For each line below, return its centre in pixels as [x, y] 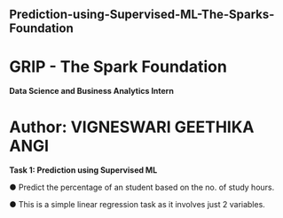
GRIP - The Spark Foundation [118, 66]
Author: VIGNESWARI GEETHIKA [132, 127]
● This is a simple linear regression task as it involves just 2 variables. [138, 205]
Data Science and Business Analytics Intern [92, 91]
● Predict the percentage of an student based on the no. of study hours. [142, 187]
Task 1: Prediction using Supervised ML [83, 170]
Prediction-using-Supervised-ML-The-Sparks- [142, 15]
